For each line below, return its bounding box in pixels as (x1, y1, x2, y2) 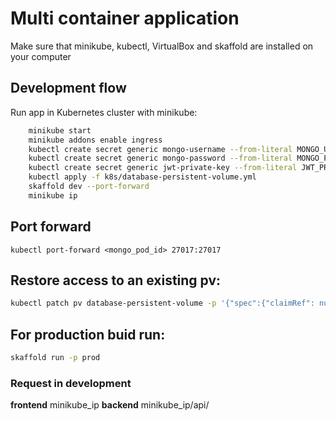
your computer (10, 50, 72, 62)
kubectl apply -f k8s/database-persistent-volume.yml (28, 172, 257, 182)
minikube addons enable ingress (28, 135, 163, 145)
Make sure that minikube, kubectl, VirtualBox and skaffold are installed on (10, 40, 314, 52)
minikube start (28, 125, 92, 136)
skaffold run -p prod (10, 353, 101, 363)
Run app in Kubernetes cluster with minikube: (10, 106, 198, 118)
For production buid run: (10, 326, 166, 343)
